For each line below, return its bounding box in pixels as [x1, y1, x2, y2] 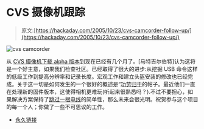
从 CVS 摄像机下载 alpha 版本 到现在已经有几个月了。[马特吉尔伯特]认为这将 [6, 58, 196, 65]
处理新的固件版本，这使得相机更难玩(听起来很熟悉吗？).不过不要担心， [11, 88, 188, 95]
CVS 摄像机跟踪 [6, 5, 85, 19]
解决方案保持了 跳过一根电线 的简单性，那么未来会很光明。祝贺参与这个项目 [11, 95, 199, 103]
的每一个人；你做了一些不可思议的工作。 [6, 103, 108, 110]
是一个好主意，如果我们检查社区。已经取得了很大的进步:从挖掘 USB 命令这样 [6, 65, 198, 73]
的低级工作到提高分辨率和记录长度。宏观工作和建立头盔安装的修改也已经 [6, 73, 188, 80]
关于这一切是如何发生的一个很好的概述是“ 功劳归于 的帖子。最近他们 [16, 80, 185, 88]
